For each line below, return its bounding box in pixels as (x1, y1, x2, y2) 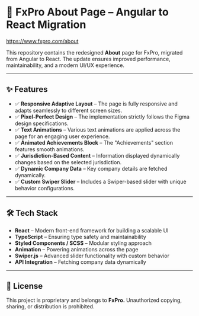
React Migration (6, 18, 86, 31)
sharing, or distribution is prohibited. (6, 303, 95, 310)
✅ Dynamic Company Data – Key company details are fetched (14, 165, 168, 172)
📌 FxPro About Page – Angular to (6, 5, 169, 19)
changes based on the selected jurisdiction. (14, 158, 122, 165)
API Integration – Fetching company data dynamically (14, 258, 146, 266)
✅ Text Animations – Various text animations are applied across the (14, 126, 181, 133)
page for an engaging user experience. (14, 133, 110, 140)
